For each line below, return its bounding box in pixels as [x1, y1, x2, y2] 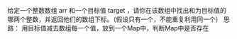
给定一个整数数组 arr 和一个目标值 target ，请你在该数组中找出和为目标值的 [7, 6, 227, 14]
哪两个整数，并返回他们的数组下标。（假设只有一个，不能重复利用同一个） [7, 15, 222, 23]
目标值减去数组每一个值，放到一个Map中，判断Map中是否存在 [27, 24, 209, 32]
